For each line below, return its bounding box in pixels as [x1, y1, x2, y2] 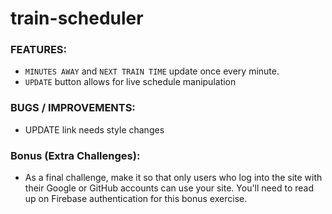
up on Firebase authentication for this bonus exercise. [24, 193, 248, 205]
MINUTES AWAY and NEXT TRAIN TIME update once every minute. [24, 65, 280, 77]
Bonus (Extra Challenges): [10, 148, 141, 162]
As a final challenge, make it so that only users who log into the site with [24, 172, 323, 184]
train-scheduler [10, 7, 144, 30]
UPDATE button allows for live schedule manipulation [24, 76, 237, 88]
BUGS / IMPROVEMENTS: [10, 101, 136, 115]
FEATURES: [10, 43, 68, 57]
